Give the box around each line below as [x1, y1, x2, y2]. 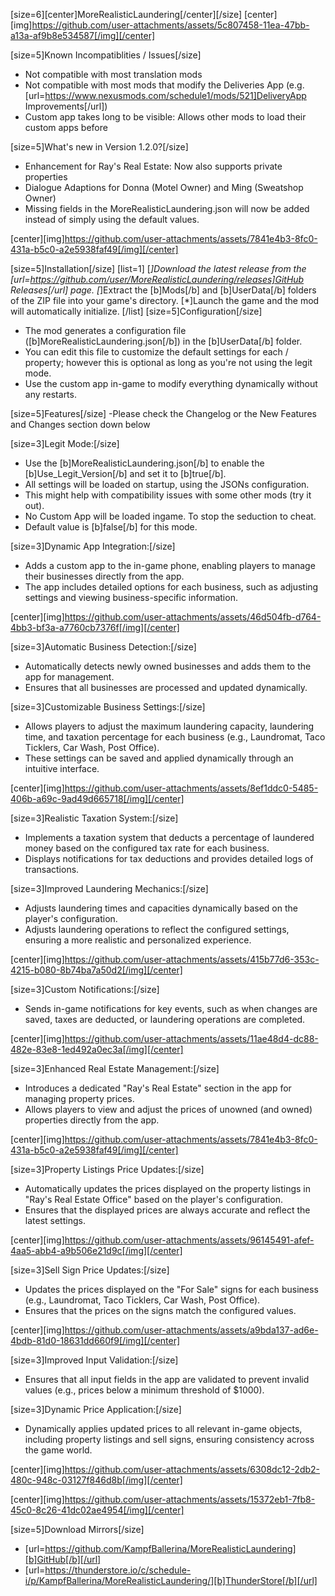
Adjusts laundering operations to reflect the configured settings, [24, 924, 290, 935]
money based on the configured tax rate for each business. [24, 842, 270, 854]
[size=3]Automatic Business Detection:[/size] [10, 641, 197, 653]
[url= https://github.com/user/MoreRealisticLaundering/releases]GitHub [10, 274, 305, 285]
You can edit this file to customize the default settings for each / [24, 346, 289, 358]
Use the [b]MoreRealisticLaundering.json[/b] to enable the [24, 457, 265, 469]
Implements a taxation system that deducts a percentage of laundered [24, 832, 315, 843]
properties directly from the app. [24, 1114, 160, 1126]
